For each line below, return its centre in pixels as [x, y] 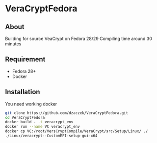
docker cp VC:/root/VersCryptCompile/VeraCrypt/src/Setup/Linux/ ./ [77, 131]
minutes [13, 44]
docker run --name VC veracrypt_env [42, 127]
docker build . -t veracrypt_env [39, 122]
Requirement [25, 59]
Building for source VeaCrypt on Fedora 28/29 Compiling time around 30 [78, 38]
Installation [23, 92]
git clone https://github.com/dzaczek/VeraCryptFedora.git [67, 113]
